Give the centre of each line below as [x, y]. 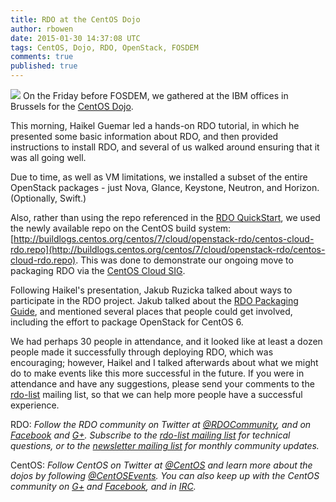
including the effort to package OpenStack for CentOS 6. [127, 322]
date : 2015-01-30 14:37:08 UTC [75, 38]
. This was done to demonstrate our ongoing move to [184, 260]
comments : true [42, 57]
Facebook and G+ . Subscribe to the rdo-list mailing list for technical [150, 435]
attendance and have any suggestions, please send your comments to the [162, 384]
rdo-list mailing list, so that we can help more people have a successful [156, 394]
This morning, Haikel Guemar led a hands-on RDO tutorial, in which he [155, 125]
